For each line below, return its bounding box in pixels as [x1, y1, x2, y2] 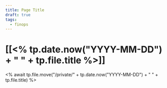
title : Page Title [5, 7, 44, 13]
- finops [10, 21, 29, 27]
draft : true [5, 12, 31, 17]
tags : [5, 17, 17, 22]
